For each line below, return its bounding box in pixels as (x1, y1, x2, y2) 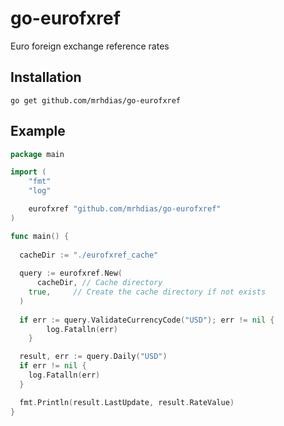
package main (10, 149, 65, 159)
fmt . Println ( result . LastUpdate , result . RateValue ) (19, 397, 235, 407)
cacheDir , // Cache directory (36, 278, 163, 288)
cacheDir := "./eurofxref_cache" (19, 250, 159, 260)
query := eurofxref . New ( (19, 268, 123, 279)
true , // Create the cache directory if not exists (28, 287, 267, 297)
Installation (10, 69, 82, 86)
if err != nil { (19, 361, 87, 371)
